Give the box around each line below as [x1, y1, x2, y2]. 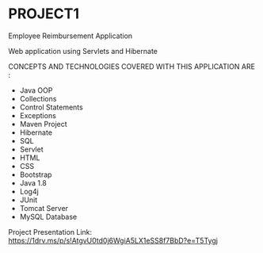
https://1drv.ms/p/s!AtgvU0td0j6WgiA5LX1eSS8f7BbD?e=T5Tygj [8, 236, 218, 245]
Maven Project [19, 119, 67, 128]
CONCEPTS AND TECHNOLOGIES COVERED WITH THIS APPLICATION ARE [8, 61, 256, 71]
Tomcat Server [19, 203, 69, 213]
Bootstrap [19, 170, 52, 179]
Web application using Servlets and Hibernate [8, 46, 158, 56]
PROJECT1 [8, 5, 79, 23]
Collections [19, 94, 57, 103]
